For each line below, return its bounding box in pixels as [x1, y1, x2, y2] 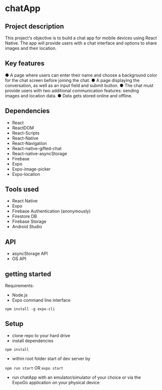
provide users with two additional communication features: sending [5, 88, 139, 94]
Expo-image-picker [12, 166, 51, 172]
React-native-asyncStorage [12, 151, 67, 156]
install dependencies [12, 338, 54, 343]
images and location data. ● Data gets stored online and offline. [5, 93, 133, 98]
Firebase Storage [12, 218, 47, 224]
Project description [5, 22, 64, 31]
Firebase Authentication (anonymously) [12, 208, 91, 214]
